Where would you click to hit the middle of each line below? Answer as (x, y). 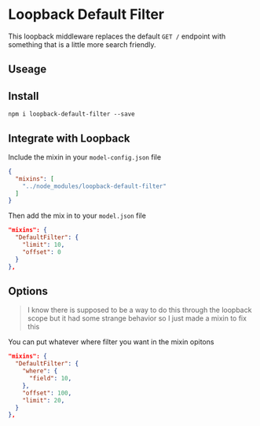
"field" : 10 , (50, 379)
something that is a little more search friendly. (82, 44)
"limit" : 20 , (44, 400)
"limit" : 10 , (44, 245)
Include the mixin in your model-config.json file (85, 157)
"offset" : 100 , (47, 393)
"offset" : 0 (42, 252)
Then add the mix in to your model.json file (77, 216)
